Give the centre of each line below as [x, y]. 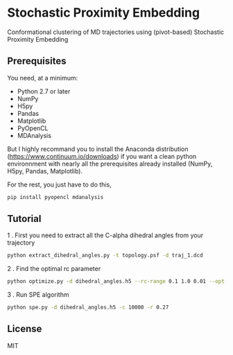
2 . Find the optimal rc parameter [54, 269]
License [25, 329]
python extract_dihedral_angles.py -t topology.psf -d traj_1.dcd [105, 256]
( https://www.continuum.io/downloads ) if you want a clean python [102, 156]
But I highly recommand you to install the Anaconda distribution [98, 149]
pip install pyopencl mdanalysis [55, 197]
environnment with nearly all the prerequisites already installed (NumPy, [110, 164]
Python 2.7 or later [44, 91]
